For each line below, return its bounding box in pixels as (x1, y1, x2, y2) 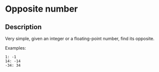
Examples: (5, 45, 26, 51)
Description (5, 23, 42, 31)
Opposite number (5, 3, 78, 15)
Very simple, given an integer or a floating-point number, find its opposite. (5, 36, 155, 41)
